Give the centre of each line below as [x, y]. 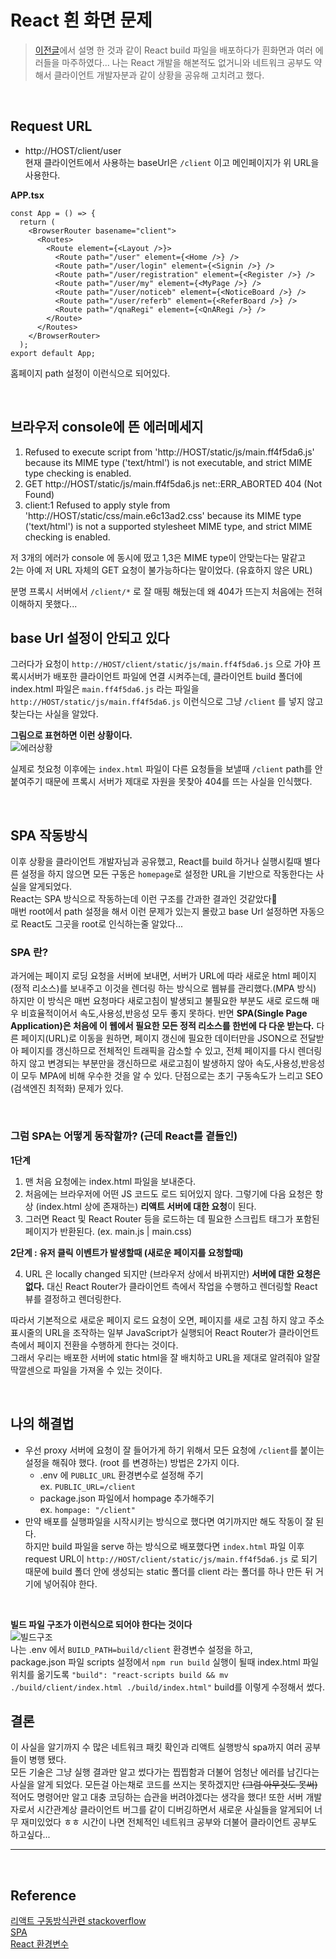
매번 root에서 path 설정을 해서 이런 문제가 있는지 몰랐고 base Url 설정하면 [154, 912]
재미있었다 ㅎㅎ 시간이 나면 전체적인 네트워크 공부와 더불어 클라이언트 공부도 [169, 1822]
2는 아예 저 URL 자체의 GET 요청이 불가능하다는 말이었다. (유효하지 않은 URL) [161, 570]
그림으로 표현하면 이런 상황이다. [71, 735]
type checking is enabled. [78, 473]
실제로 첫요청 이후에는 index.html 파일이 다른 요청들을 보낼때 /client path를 [161, 769]
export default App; [53, 353]
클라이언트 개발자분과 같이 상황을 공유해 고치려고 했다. [159, 75]
